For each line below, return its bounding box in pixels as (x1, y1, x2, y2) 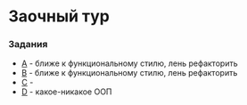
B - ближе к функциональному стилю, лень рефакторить (21, 68, 238, 78)
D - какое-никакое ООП (21, 86, 112, 97)
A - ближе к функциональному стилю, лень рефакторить (21, 58, 238, 69)
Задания (8, 38, 48, 51)
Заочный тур (8, 6, 111, 27)
